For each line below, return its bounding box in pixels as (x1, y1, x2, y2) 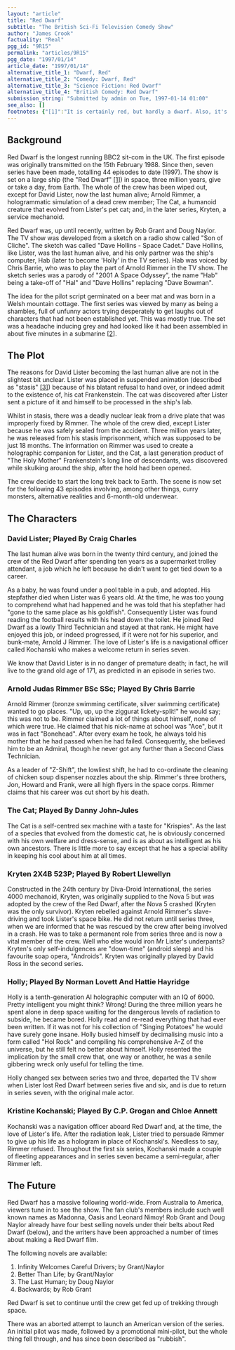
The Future (7, 1179, 56, 1191)
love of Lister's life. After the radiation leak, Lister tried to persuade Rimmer (7, 1130, 224, 1138)
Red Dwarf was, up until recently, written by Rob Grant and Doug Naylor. (7, 226, 216, 234)
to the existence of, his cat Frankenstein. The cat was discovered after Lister (7, 390, 228, 399)
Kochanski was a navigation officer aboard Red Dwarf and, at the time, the (7, 1122, 222, 1130)
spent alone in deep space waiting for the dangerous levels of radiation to (7, 1008, 220, 1017)
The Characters (7, 512, 77, 524)
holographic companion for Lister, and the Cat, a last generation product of (7, 449, 224, 457)
